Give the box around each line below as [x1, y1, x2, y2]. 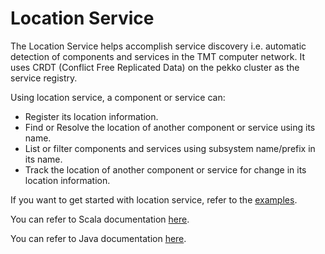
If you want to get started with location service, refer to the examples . [10, 193, 298, 206]
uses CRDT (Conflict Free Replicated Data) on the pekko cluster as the [10, 61, 300, 73]
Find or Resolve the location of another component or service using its [24, 121, 316, 133]
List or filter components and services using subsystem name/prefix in [24, 142, 316, 154]
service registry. [10, 72, 78, 84]
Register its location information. [24, 110, 159, 122]
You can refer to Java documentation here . [10, 232, 187, 244]
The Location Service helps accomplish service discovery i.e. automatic [10, 40, 307, 52]
